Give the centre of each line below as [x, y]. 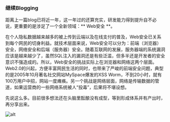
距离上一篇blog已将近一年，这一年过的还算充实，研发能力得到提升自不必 [81, 20]
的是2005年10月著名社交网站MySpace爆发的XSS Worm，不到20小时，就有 [84, 75]
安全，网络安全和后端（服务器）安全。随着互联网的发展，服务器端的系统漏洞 [85, 49]
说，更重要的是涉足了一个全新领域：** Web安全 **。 [60, 26]
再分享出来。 [19, 104]
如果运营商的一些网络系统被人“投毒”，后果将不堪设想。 [72, 87]
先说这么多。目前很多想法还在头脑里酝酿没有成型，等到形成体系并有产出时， [85, 98]
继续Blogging [22, 8]
